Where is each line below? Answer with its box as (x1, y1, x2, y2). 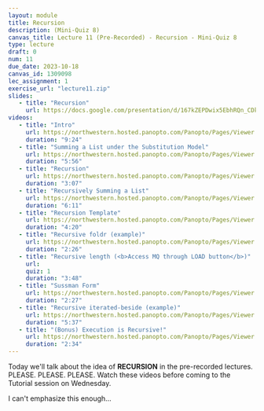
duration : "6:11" (25, 201, 82, 209)
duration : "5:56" (25, 158, 82, 166)
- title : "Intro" (18, 121, 76, 129)
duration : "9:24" (25, 135, 82, 144)
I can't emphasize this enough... (8, 394, 112, 403)
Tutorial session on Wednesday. (8, 379, 112, 387)
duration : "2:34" (25, 340, 82, 348)
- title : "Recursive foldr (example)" (18, 231, 146, 239)
